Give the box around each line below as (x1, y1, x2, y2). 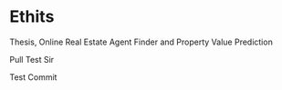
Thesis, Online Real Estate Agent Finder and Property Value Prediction (9, 36, 274, 47)
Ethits (9, 6, 55, 27)
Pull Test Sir (9, 54, 55, 65)
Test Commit (9, 71, 57, 83)
